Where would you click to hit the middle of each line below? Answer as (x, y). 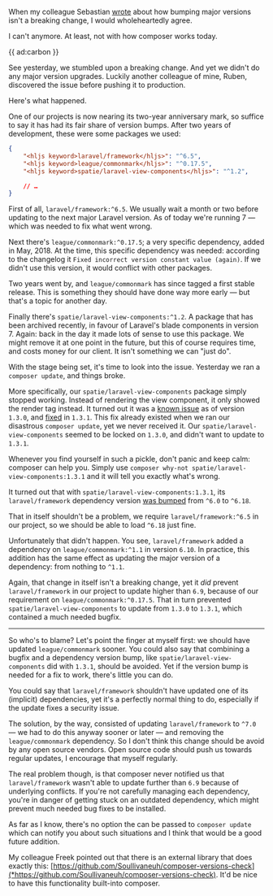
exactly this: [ (31, 866)
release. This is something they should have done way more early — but (129, 293)
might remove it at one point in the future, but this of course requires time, (132, 343)
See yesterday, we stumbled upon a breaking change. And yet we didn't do (134, 67)
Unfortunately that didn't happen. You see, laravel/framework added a (126, 541)
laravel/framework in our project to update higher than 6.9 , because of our (134, 591)
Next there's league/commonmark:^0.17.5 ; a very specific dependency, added (136, 242)
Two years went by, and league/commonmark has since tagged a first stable (132, 284)
